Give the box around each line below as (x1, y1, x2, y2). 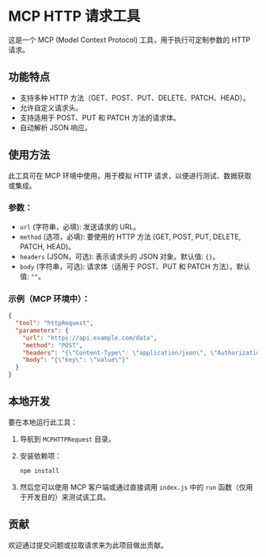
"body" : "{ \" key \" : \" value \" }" (22, 356, 129, 364)
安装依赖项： (19, 451, 62, 460)
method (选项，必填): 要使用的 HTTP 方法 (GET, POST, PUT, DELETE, (19, 232, 241, 241)
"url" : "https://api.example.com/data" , (22, 334, 158, 342)
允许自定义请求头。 (19, 102, 83, 112)
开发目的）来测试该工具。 (26, 492, 111, 501)
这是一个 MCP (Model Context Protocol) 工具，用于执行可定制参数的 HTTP (8, 35, 251, 44)
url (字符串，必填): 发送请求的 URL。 (19, 221, 141, 231)
